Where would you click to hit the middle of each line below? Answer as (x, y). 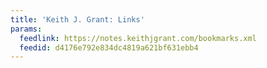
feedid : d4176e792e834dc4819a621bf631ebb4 (109, 47)
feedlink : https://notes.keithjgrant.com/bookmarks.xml (138, 38)
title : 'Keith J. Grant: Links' (77, 19)
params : (26, 29)
